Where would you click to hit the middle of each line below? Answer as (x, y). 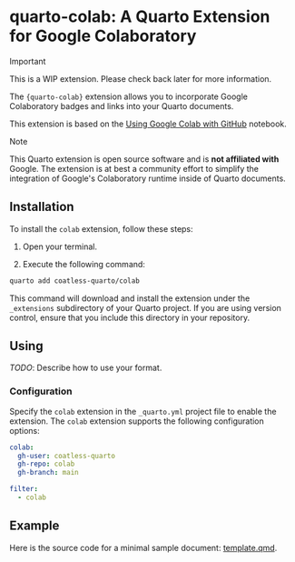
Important (28, 61)
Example (34, 526)
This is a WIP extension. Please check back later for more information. (141, 78)
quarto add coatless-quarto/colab (75, 281)
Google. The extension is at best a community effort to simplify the (134, 168)
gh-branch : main (48, 473)
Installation (42, 207)
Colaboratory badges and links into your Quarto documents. (122, 105)
